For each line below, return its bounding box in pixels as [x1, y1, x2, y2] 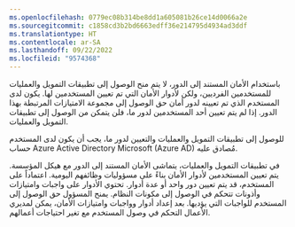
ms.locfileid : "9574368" [9, 54, 101, 63]
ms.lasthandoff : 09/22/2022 [9, 46, 113, 55]
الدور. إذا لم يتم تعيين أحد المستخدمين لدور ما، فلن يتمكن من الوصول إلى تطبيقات [9, 107, 277, 117]
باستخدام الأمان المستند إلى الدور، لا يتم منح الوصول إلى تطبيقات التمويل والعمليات [9, 79, 281, 89]
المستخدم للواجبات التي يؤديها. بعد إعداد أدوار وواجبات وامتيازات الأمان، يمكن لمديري [9, 198, 287, 208]
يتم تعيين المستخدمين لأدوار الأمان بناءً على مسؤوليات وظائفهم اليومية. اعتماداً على [9, 169, 279, 180]
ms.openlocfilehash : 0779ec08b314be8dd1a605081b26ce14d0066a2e [9, 12, 248, 22]
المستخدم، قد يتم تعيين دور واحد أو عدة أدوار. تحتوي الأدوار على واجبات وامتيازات [9, 179, 275, 189]
